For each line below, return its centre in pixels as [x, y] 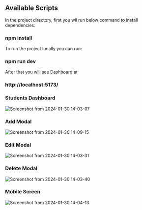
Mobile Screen [23, 192]
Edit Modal [18, 145]
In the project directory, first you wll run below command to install [71, 20]
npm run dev [20, 61]
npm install [19, 38]
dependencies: [20, 25]
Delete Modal [21, 168]
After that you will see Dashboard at [41, 72]
